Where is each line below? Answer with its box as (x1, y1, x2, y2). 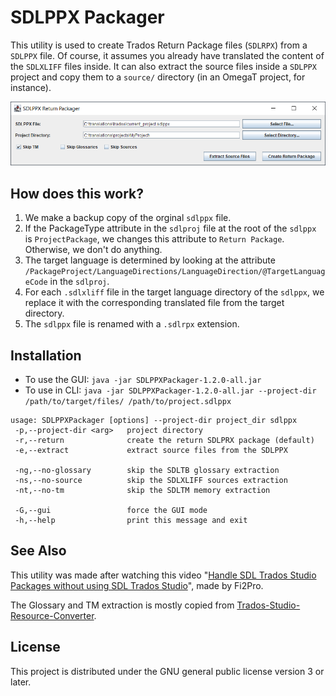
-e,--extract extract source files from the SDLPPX (14, 445, 288, 455)
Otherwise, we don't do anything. (24, 244, 163, 256)
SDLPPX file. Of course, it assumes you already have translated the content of (10, 49, 325, 61)
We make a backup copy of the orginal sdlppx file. (24, 212, 232, 224)
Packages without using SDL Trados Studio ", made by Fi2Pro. (10, 579, 264, 591)
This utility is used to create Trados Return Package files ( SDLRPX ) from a (10, 39, 308, 51)
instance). (10, 81, 52, 93)
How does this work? (10, 185, 144, 202)
